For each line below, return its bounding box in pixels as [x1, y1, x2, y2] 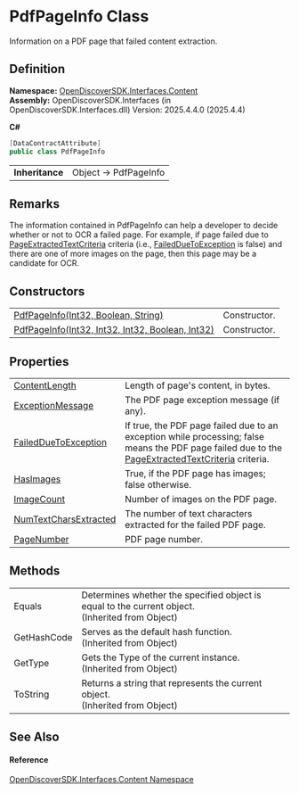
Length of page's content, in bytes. [124, 379, 271, 392]
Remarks [9, 196, 61, 211]
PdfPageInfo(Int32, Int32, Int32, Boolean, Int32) [13, 324, 215, 336]
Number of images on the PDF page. [124, 492, 278, 505]
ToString [13, 688, 50, 700]
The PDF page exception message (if [124, 393, 280, 406]
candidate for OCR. [9, 258, 80, 268]
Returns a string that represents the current [81, 676, 263, 689]
